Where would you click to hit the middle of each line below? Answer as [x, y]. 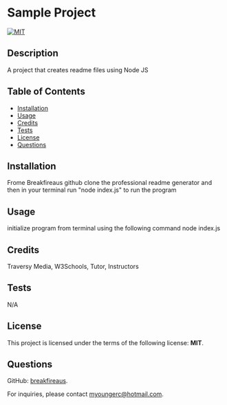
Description [33, 53]
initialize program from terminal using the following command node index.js [114, 228]
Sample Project [52, 13]
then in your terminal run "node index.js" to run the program [92, 190]
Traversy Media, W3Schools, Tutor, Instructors [73, 266]
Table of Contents [46, 92]
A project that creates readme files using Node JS [78, 69]
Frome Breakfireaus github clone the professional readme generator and [109, 183]
